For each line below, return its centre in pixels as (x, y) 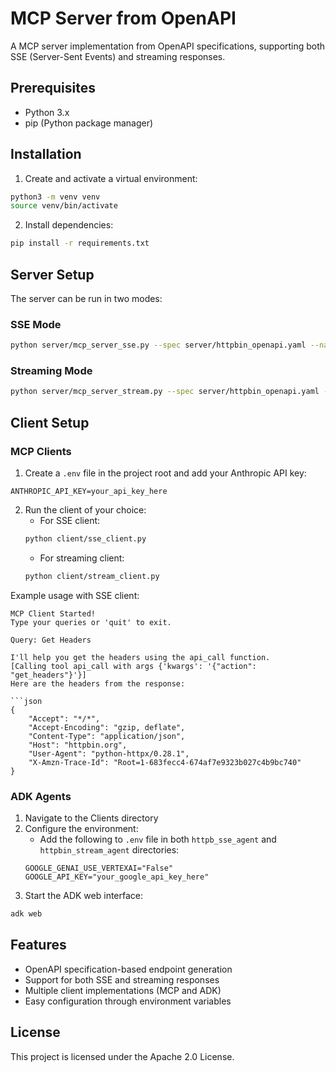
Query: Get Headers (51, 640)
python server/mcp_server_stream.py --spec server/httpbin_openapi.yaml (165, 392)
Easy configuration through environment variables (128, 1001)
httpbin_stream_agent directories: (109, 850)
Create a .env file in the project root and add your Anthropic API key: (165, 473)
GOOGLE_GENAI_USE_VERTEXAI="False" (99, 868)
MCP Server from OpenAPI (123, 18)
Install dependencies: (69, 225)
